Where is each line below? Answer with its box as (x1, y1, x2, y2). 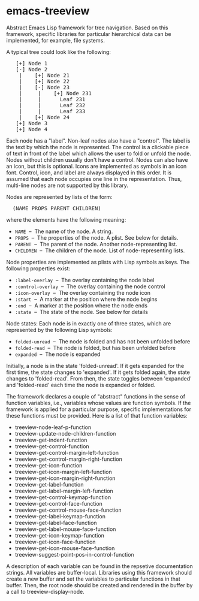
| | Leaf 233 (19, 108, 86, 114)
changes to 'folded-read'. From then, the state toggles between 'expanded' (6, 375, 192, 382)
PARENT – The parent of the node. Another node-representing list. (14, 240, 178, 247)
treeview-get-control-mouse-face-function (14, 506, 122, 514)
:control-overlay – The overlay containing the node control (14, 283, 166, 290)
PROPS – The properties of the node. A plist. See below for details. (14, 234, 179, 241)
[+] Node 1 (16, 60, 48, 67)
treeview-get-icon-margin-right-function (14, 475, 116, 482)
